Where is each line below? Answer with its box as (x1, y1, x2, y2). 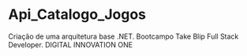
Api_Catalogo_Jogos (8, 6, 147, 24)
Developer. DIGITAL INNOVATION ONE (8, 39, 133, 49)
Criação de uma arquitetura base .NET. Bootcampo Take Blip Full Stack (8, 32, 239, 41)
